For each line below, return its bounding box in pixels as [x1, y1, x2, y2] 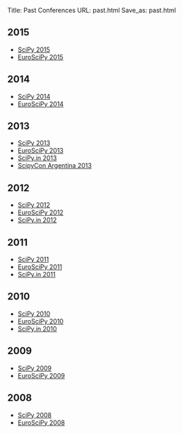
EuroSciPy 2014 [17, 99, 64, 108]
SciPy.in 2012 [17, 216, 57, 224]
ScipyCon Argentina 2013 [17, 161, 92, 170]
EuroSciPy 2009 [17, 371, 65, 379]
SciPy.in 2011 [17, 270, 56, 279]
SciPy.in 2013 [17, 154, 57, 162]
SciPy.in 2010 [17, 324, 57, 333]
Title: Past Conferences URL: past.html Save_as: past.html [7, 6, 177, 14]
